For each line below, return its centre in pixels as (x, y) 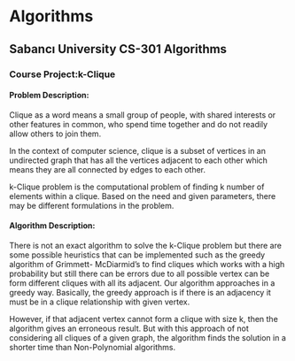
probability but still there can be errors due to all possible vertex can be (140, 273)
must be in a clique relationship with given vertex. (100, 302)
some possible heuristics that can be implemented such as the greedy (137, 255)
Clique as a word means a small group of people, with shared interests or (143, 115)
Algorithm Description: (52, 226)
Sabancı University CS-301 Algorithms (118, 49)
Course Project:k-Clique (62, 74)
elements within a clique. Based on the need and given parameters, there (143, 196)
